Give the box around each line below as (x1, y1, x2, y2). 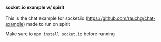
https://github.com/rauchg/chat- (87, 15, 156, 22)
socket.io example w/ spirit (5, 4, 65, 10)
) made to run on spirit (23, 21, 70, 27)
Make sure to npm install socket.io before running (5, 31, 115, 37)
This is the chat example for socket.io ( (5, 15, 88, 22)
